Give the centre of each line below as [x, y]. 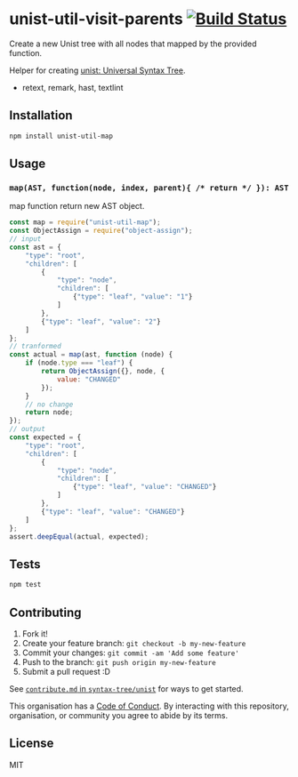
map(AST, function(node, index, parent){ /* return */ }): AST [149, 188]
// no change [49, 405]
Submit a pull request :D [66, 671]
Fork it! [35, 633]
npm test [25, 585]
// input [25, 239]
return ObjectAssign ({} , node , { [103, 372]
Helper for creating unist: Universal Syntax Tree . [97, 70]
